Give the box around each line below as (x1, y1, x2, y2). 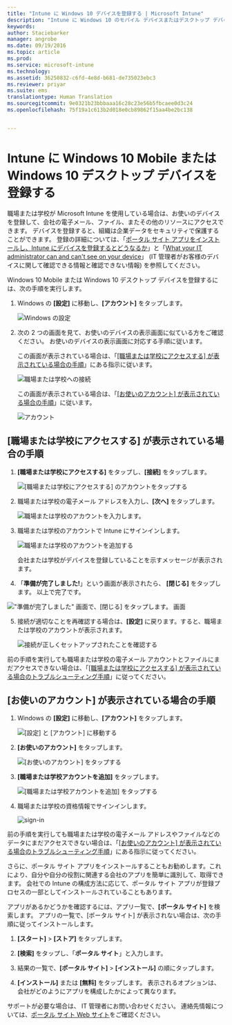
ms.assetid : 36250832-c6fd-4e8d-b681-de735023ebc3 (7, 74, 156, 82)
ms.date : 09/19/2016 (7, 42, 67, 49)
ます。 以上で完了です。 (17, 588, 85, 596)
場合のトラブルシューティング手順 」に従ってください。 (12, 672, 171, 680)
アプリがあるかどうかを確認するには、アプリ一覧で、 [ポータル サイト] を (7, 903, 215, 911)
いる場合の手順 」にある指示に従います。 (41, 360, 156, 368)
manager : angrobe (7, 36, 57, 43)
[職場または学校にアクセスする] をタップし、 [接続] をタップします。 (17, 468, 211, 476)
